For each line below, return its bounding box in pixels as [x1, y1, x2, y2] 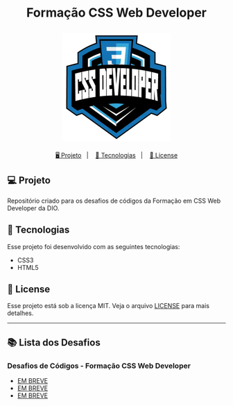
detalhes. [7, 309, 34, 317]
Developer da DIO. [7, 203, 60, 212]
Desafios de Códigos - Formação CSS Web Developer [7, 361, 191, 371]
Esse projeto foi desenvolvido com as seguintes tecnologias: [7, 242, 180, 251]
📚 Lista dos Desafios [7, 337, 101, 348]
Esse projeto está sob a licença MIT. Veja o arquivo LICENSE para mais [7, 302, 210, 310]
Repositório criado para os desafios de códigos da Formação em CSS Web [7, 196, 221, 205]
